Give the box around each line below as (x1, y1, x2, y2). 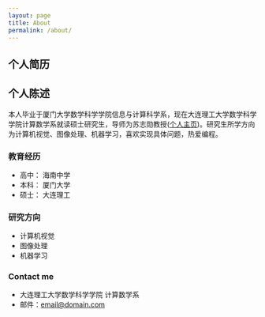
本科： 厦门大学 (19, 179, 71, 190)
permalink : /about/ (8, 26, 73, 34)
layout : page (8, 11, 51, 20)
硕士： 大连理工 (19, 190, 71, 199)
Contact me (8, 271, 54, 282)
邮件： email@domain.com (19, 300, 105, 309)
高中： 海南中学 (19, 170, 71, 179)
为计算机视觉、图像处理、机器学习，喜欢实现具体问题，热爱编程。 (8, 129, 222, 138)
